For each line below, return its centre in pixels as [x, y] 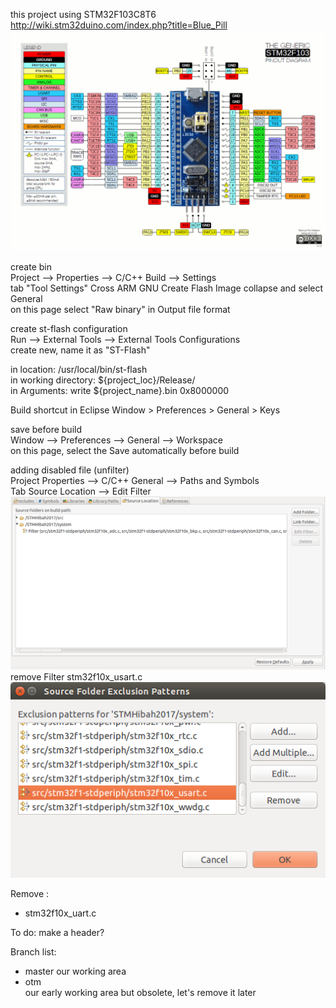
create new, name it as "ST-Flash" [80, 350]
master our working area [75, 971]
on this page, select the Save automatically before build [125, 451]
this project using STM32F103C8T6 [83, 14]
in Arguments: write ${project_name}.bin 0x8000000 [120, 391]
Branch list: [33, 951]
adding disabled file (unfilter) [70, 470]
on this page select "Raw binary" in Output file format [120, 310]
